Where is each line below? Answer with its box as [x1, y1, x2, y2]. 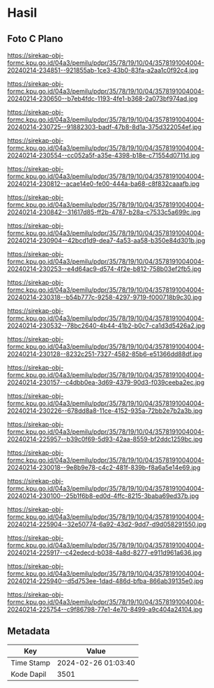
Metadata [7, 625, 50, 637]
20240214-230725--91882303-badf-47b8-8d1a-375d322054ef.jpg [7, 123, 202, 131]
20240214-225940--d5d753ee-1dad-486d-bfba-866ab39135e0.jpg [7, 577, 204, 585]
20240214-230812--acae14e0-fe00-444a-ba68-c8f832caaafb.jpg [7, 180, 200, 188]
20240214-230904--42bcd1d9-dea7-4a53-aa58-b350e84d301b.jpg [7, 236, 206, 244]
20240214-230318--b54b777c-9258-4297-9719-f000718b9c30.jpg [7, 293, 202, 301]
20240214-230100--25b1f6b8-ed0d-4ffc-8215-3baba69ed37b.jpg [7, 492, 199, 500]
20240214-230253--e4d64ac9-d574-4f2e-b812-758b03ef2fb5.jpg [7, 265, 202, 273]
